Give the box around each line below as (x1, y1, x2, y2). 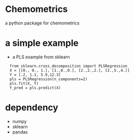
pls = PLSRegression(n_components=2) (9, 76, 88, 82)
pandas (12, 129, 28, 135)
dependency (5, 102, 59, 113)
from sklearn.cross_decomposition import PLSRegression (9, 63, 128, 68)
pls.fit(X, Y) (9, 81, 39, 86)
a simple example (5, 37, 79, 49)
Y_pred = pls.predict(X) (9, 85, 61, 90)
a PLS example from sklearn (12, 54, 70, 60)
